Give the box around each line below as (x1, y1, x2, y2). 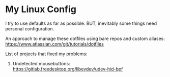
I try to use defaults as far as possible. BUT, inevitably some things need (5, 20, 157, 26)
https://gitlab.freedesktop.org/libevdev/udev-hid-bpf (12, 66, 123, 72)
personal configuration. (5, 25, 54, 31)
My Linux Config (5, 4, 76, 15)
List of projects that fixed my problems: (5, 51, 88, 57)
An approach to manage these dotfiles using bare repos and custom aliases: (5, 35, 165, 42)
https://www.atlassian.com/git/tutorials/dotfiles (5, 41, 104, 47)
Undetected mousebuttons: (12, 60, 70, 66)
